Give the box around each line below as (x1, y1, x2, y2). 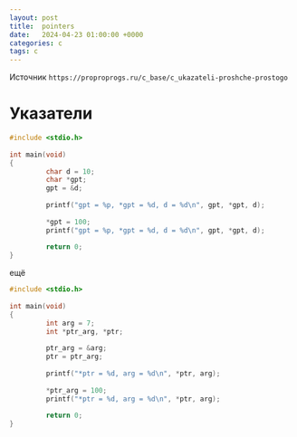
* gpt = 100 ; (45, 217, 91, 226)
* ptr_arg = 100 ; (45, 385, 107, 394)
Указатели (9, 103, 93, 124)
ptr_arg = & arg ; (45, 344, 107, 353)
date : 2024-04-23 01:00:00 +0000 (9, 30, 144, 39)
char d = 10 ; (45, 166, 95, 176)
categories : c (9, 38, 63, 48)
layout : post (9, 13, 59, 23)
